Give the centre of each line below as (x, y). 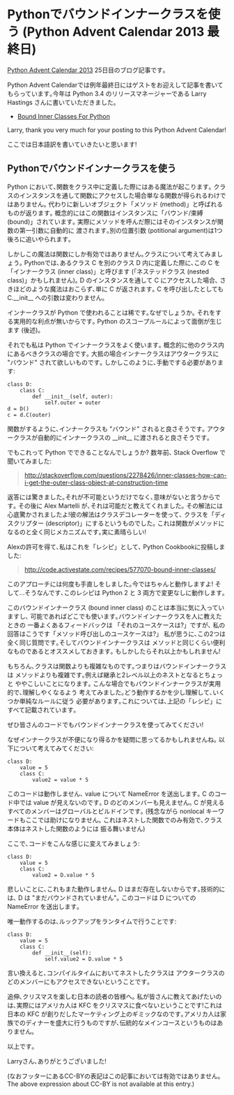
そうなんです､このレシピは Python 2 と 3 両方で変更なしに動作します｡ (125, 592)
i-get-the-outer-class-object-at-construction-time (96, 482)
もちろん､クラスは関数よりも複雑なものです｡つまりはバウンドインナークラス (117, 666)
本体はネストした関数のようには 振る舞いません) (76, 829)
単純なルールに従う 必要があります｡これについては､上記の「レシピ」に (121, 701)
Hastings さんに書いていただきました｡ (62, 102)
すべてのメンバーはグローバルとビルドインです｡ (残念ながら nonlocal (106, 811)
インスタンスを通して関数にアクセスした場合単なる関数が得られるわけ (120, 195)
